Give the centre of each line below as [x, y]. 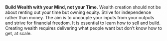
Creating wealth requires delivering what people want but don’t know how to [84, 28]
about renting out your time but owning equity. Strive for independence [78, 12]
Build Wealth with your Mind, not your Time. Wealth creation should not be [83, 7]
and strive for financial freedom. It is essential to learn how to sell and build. [83, 23]
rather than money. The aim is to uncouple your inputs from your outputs [80, 18]
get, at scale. [18, 33]
